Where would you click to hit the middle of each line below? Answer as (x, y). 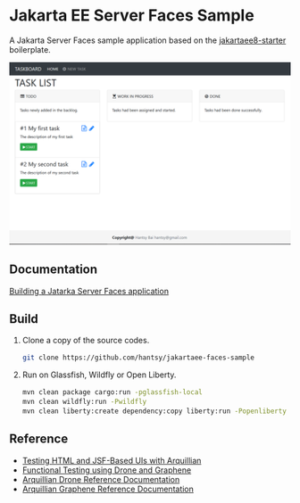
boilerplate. (30, 49)
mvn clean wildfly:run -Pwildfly (84, 402)
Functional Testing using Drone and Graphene (107, 470)
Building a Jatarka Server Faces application (89, 291)
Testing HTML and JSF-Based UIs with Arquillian (112, 460)
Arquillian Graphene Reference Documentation (108, 489)
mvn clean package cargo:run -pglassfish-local (112, 392)
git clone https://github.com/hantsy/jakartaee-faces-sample (138, 358)
